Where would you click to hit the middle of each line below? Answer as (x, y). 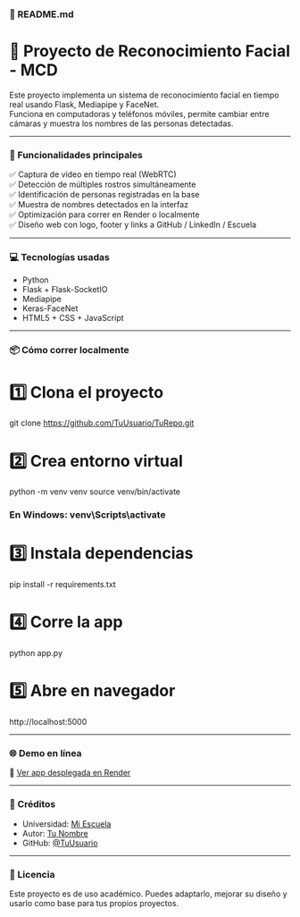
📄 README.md (42, 14)
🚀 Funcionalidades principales (76, 155)
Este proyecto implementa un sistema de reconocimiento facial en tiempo (144, 95)
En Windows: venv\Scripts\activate (87, 515)
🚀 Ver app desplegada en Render (70, 773)
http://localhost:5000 (48, 721)
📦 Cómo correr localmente (69, 350)
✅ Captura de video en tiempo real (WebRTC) (93, 174)
